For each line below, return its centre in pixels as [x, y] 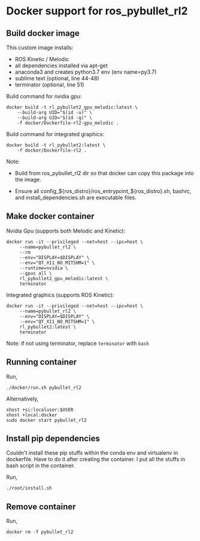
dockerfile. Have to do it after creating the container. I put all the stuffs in [96, 459]
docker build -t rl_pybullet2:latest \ [56, 145]
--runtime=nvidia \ [44, 268]
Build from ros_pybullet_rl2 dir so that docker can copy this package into [104, 173]
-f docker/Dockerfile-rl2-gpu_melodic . [68, 123]
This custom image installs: [40, 47]
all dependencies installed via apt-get [61, 65]
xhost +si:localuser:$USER [40, 410]
